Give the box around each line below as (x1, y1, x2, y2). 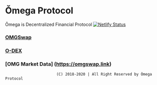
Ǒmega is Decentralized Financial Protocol (5, 21, 92, 27)
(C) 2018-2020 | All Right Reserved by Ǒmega (56, 72, 153, 77)
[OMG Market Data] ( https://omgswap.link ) (5, 60, 112, 67)
